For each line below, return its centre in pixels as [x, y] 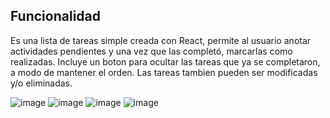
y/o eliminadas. [41, 83]
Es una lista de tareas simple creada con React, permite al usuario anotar [161, 40]
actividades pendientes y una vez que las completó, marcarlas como [151, 51]
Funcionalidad [56, 16]
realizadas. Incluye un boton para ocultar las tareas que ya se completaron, [165, 61]
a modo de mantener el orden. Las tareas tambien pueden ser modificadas [164, 72]
